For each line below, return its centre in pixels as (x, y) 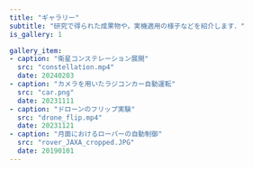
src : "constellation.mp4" (66, 67)
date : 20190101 (46, 151)
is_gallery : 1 (36, 34)
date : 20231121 (46, 126)
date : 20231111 (46, 101)
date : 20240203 (46, 76)
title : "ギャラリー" (44, 18)
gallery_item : (36, 50)
